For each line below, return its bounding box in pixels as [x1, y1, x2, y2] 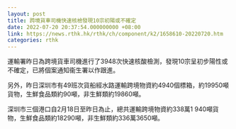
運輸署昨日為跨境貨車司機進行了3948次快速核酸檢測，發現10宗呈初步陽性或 [7, 57, 228, 66]
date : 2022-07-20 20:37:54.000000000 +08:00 [7, 23, 141, 30]
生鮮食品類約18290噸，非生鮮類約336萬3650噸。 [19, 114, 164, 123]
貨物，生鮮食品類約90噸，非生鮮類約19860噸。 [7, 90, 145, 99]
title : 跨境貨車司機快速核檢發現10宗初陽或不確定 [7, 17, 137, 24]
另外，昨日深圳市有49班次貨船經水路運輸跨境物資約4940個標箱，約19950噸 [7, 81, 229, 89]
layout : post [7, 10, 46, 18]
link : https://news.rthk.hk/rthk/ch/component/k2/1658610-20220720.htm [7, 30, 223, 38]
